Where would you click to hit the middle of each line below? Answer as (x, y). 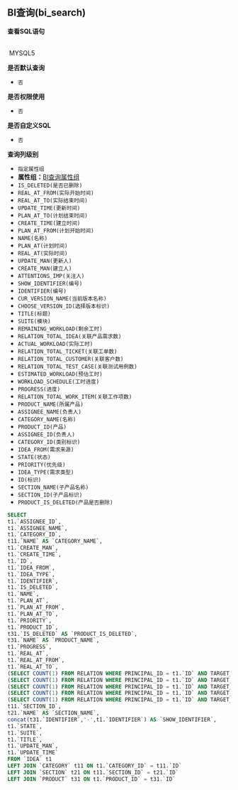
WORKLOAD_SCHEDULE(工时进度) (58, 382)
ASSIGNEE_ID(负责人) (46, 434)
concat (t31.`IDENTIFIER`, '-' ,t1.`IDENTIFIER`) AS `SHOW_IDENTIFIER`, (112, 720)
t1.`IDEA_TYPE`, (31, 574)
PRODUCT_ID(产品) (42, 427)
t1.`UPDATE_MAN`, (33, 746)
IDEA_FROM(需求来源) (46, 450)
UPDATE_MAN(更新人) (45, 261)
